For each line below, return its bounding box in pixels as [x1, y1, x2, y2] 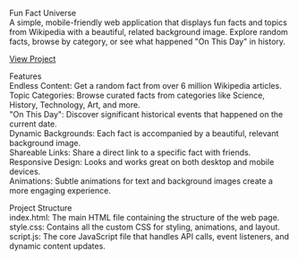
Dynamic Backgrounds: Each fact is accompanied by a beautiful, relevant [9, 128, 279, 138]
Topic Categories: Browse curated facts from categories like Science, [9, 90, 266, 100]
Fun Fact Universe [9, 8, 77, 18]
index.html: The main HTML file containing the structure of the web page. [9, 212, 280, 222]
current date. [9, 118, 57, 129]
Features [9, 71, 42, 82]
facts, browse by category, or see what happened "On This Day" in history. [9, 36, 286, 47]
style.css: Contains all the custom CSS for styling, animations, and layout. [9, 221, 280, 232]
